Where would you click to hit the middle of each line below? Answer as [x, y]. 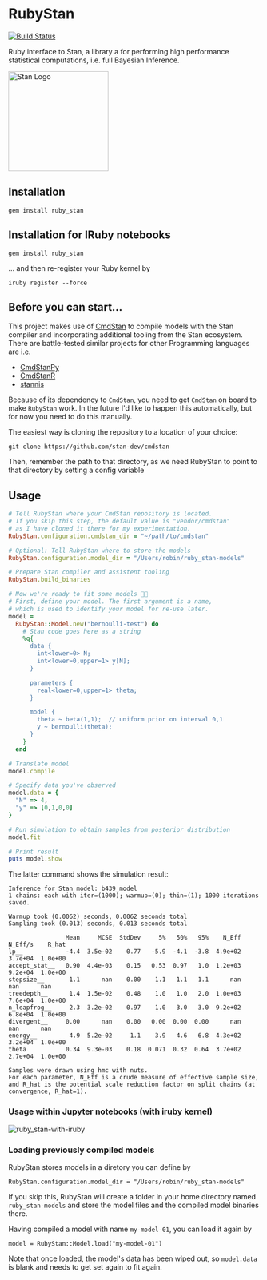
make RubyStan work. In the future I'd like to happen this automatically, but [130, 408]
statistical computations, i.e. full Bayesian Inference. [94, 60]
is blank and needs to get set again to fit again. [85, 1266]
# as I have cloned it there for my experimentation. [100, 528]
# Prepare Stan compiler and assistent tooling [89, 572]
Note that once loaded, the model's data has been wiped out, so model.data [133, 1258]
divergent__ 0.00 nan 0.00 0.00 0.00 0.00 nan [125, 1022]
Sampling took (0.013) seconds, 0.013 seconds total [98, 924]
